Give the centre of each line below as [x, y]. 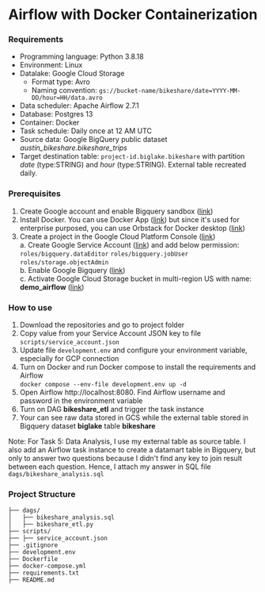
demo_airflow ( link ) [52, 286]
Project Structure [42, 494]
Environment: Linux [51, 65]
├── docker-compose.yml [47, 566]
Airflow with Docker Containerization [133, 15]
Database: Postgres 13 [56, 114]
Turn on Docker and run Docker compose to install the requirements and [138, 367]
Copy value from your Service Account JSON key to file [110, 333]
